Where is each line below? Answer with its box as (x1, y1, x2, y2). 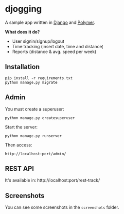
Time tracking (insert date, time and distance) (12, 43, 104, 49)
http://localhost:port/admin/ (5, 151, 67, 156)
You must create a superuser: (5, 106, 64, 112)
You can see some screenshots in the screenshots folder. (5, 204, 119, 210)
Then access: (5, 142, 33, 148)
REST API (5, 164, 34, 173)
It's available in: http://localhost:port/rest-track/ (5, 178, 100, 183)
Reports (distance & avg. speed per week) (12, 49, 96, 54)
